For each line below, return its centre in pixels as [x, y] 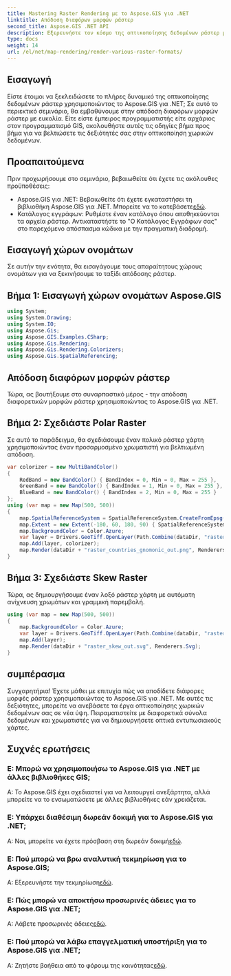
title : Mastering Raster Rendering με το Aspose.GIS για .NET [98, 13]
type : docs [23, 39]
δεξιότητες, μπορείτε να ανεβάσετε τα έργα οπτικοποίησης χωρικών [106, 706]
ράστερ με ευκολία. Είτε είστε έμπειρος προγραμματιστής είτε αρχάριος [111, 118]
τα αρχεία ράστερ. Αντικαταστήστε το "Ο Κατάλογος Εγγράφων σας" [117, 221]
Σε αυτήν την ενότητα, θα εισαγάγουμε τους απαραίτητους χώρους [105, 266]
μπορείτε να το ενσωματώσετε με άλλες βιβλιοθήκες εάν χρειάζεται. [107, 800]
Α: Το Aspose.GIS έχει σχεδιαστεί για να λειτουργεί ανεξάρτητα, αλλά [109, 792]
